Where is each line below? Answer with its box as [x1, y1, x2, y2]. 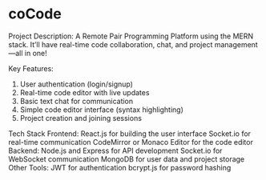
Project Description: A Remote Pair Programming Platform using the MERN [8, 31, 254, 41]
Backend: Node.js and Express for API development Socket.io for [8, 146, 223, 155]
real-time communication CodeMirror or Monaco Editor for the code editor [8, 137, 254, 146]
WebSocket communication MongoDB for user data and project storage [8, 154, 245, 164]
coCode [8, 5, 62, 23]
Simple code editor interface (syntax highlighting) [19, 105, 184, 114]
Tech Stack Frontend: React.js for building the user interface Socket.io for [8, 129, 251, 138]
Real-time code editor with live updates [19, 87, 150, 97]
